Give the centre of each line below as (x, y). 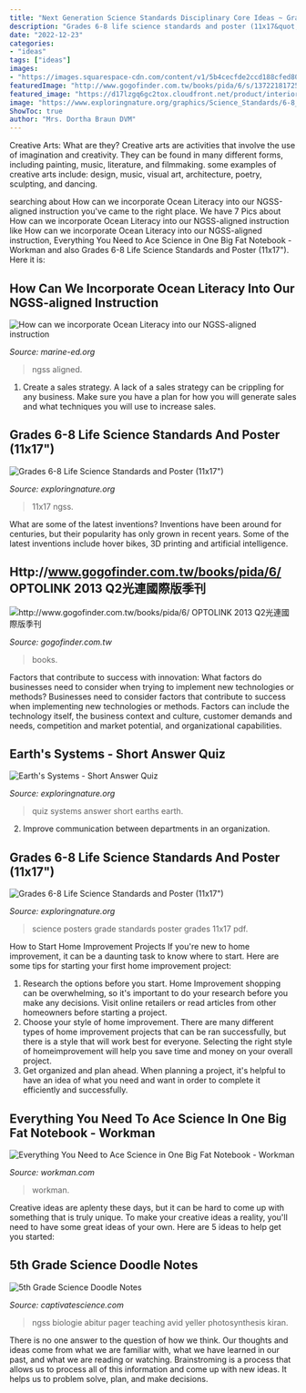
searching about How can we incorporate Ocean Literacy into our (132, 202)
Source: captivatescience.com (67, 1305)
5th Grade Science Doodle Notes (104, 1265)
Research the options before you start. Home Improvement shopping (151, 983)
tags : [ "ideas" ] (40, 60)
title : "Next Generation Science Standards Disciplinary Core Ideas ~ (146, 18)
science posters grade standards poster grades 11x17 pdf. (140, 929)
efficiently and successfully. (75, 1090)
